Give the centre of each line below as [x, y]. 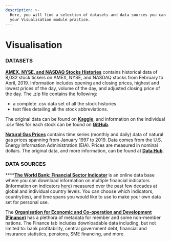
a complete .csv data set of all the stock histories [65, 103]
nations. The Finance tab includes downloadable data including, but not [81, 223]
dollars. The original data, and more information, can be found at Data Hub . [85, 150]
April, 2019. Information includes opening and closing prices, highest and [82, 83]
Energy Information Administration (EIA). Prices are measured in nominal [82, 145]
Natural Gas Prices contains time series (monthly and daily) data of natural [84, 134]
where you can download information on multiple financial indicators [78, 181]
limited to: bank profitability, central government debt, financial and [76, 229]
